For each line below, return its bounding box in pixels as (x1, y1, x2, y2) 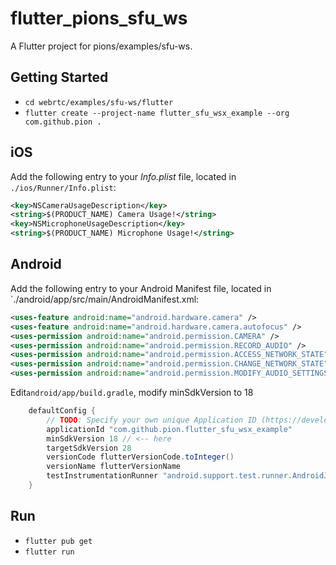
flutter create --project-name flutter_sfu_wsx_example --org (24, 108, 290, 118)
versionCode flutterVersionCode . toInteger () (46, 452, 235, 462)
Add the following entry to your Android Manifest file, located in (10, 282, 272, 294)
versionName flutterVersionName (46, 462, 182, 472)
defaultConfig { (28, 406, 97, 416)
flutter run (24, 547, 75, 557)
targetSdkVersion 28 (46, 443, 132, 453)
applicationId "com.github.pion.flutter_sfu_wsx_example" (46, 424, 293, 434)
